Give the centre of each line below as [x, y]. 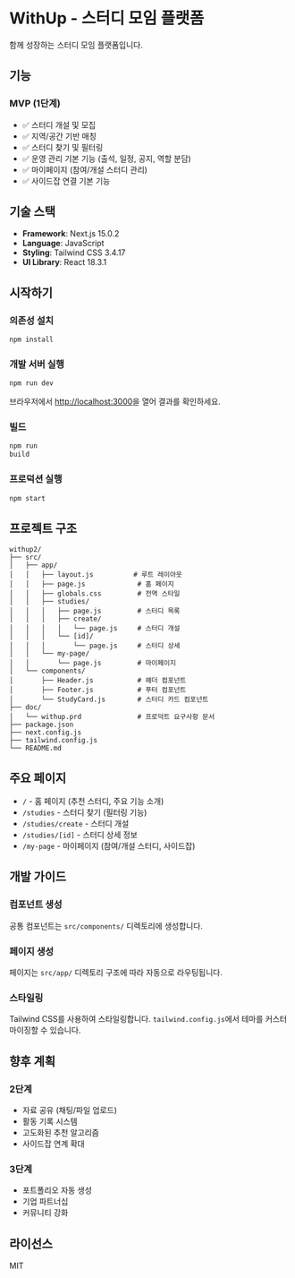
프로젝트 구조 [43, 528]
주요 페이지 [38, 778]
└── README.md [36, 749]
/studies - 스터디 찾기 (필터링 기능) [84, 812]
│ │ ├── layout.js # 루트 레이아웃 [96, 575]
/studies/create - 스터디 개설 [76, 824]
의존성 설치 [32, 321]
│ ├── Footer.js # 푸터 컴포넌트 [98, 690]
